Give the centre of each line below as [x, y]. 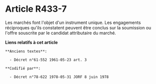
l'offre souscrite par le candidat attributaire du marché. [61, 33]
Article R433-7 [36, 9]
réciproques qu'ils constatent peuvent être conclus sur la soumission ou [78, 27]
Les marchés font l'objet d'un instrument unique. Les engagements [73, 22]
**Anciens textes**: [26, 51]
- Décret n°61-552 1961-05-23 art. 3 [48, 60]
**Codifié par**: [23, 68]
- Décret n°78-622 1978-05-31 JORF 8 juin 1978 [59, 77]
